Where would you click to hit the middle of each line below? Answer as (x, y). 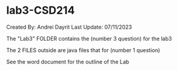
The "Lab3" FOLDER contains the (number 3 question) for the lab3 (89, 38)
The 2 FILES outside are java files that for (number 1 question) (83, 50)
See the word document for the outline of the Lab (68, 62)
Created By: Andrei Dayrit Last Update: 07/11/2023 (69, 27)
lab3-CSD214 (41, 10)
